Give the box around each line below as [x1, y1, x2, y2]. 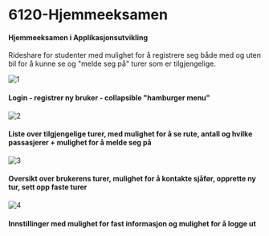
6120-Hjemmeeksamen [8, 6, 169, 24]
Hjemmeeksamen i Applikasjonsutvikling [8, 32, 149, 42]
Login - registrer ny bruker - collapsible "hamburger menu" [8, 92, 210, 102]
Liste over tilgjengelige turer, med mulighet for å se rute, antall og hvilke [8, 129, 253, 139]
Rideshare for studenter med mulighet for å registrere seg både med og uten [8, 51, 262, 60]
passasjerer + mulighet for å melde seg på [8, 138, 152, 148]
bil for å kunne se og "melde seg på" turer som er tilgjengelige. [8, 59, 217, 69]
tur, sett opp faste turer [8, 182, 88, 192]
